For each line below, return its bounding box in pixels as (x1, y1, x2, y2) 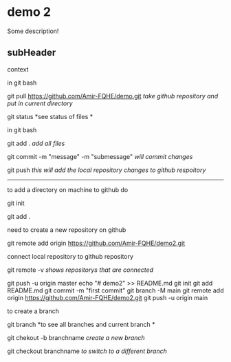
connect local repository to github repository (7, 252, 134, 260)
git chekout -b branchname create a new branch (7, 333, 146, 341)
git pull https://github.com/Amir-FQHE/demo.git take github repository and (7, 92, 219, 100)
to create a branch (7, 307, 60, 315)
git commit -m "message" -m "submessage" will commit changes (7, 152, 193, 160)
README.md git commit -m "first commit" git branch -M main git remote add (7, 286, 224, 295)
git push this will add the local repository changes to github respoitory (7, 166, 206, 174)
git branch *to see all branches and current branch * (7, 320, 156, 328)
